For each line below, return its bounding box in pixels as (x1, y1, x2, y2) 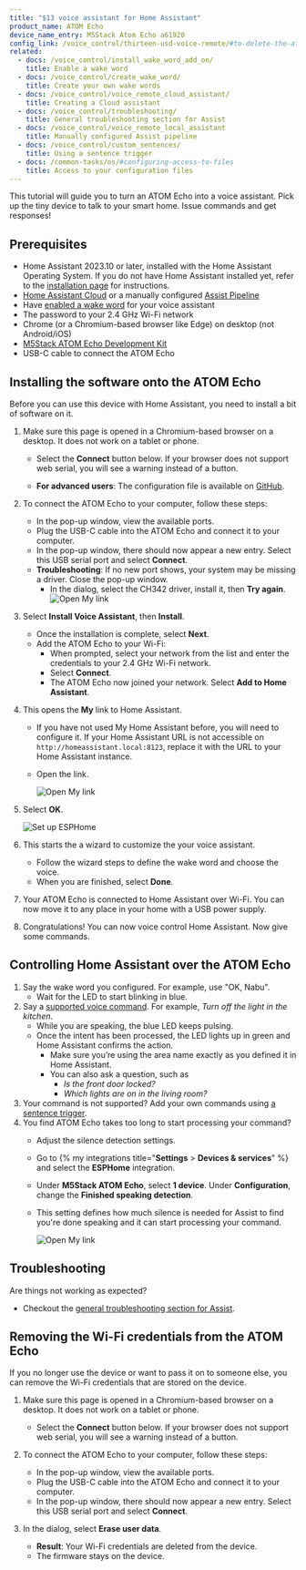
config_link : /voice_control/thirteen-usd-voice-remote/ (9, 38, 230, 48)
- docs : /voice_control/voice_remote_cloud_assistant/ (17, 89, 230, 98)
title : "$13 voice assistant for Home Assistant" (9, 13, 202, 23)
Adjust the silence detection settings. (36, 1134, 176, 1145)
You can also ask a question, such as (49, 1068, 189, 1080)
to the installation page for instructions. (22, 280, 170, 292)
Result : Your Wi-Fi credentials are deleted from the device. (36, 1541, 258, 1552)
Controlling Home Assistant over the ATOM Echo (9, 958, 291, 973)
